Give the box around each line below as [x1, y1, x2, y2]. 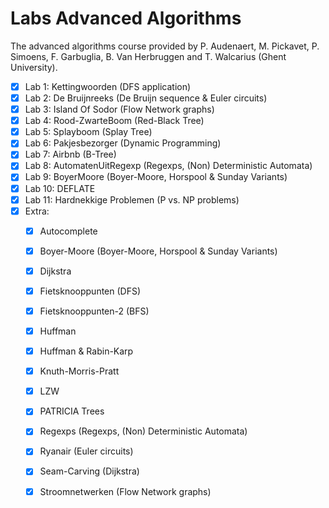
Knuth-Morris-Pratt [39, 365, 120, 377]
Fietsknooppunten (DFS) [39, 285, 142, 297]
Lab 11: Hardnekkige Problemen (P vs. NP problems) [24, 193, 240, 206]
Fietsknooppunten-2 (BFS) [39, 305, 150, 317]
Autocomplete [39, 225, 98, 237]
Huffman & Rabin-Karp [39, 345, 134, 357]
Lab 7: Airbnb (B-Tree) [24, 148, 117, 161]
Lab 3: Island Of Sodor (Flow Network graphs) [24, 103, 215, 116]
